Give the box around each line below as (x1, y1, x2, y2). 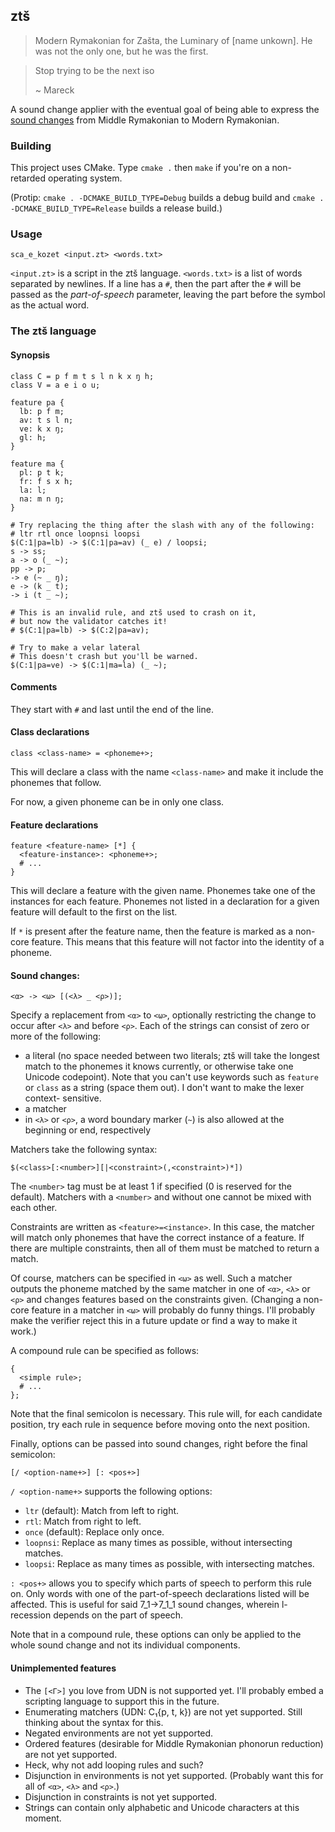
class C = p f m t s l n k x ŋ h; (10, 371, 155, 381)
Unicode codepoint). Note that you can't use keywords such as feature (24, 1071, 319, 1083)
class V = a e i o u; (10, 380, 101, 390)
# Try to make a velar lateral (10, 642, 141, 653)
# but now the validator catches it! (10, 616, 168, 626)
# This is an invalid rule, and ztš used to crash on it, (10, 607, 257, 618)
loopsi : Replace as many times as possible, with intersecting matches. (24, 1558, 315, 1570)
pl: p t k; (19, 467, 65, 478)
